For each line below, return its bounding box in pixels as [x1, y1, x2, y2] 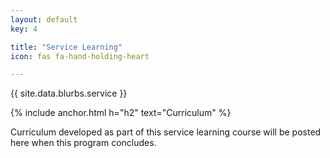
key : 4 [10, 24, 38, 34]
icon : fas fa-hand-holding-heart [10, 51, 150, 61]
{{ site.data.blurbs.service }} [10, 87, 128, 100]
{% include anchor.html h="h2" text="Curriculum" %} [10, 107, 232, 119]
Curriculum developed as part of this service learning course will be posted [10, 126, 322, 138]
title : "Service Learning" [10, 42, 123, 52]
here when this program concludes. [10, 137, 157, 149]
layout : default [10, 14, 78, 25]
